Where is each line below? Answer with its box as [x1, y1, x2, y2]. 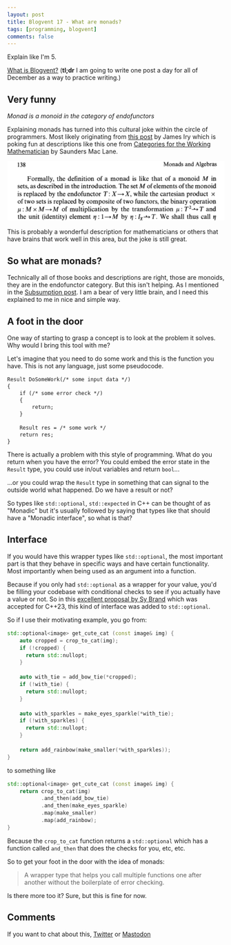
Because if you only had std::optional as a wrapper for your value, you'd [7, 580, 217, 589]
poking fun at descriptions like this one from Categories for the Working [7, 140, 211, 149]
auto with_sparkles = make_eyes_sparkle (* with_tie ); [19, 710, 174, 717]
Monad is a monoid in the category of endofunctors [7, 112, 155, 120]
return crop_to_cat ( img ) [19, 787, 91, 794]
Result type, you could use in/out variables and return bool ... [7, 465, 180, 473]
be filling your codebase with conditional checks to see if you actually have [7, 587, 221, 595]
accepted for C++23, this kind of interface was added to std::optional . [7, 602, 211, 611]
